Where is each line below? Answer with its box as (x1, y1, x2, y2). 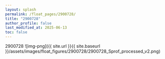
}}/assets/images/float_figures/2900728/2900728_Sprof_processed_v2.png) (5, 48, 161, 54)
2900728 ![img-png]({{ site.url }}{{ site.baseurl (5, 43, 100, 49)
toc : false (5, 30, 28, 35)
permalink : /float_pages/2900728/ (5, 12, 76, 17)
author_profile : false (5, 20, 52, 26)
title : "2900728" (5, 16, 41, 21)
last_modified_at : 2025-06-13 (5, 25, 67, 30)
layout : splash (5, 7, 36, 12)
